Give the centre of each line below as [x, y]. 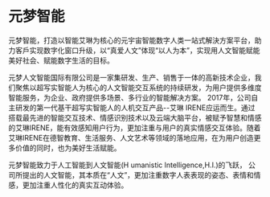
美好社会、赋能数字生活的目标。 [61, 60]
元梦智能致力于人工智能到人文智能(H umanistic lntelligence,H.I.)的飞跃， [127, 165]
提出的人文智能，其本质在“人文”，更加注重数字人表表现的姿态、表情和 [138, 174]
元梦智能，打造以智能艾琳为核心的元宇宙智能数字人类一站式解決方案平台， [131, 40]
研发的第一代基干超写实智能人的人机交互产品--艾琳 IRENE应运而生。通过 [135, 107]
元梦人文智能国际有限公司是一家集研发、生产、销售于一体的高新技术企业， [131, 77]
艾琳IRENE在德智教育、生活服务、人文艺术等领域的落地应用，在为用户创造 [131, 137]
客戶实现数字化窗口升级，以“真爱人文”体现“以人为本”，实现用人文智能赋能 [137, 50]
